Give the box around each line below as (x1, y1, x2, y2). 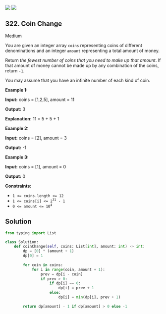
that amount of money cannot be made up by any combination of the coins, (5, 62, 159, 68)
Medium (5, 33, 22, 39)
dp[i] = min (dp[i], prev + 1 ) (58, 295, 121, 300)
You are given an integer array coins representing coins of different (5, 42, 143, 48)
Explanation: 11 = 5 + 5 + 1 (5, 115, 59, 121)
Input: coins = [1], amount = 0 (5, 163, 66, 169)
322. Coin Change (5, 20, 62, 28)
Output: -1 (5, 144, 27, 151)
